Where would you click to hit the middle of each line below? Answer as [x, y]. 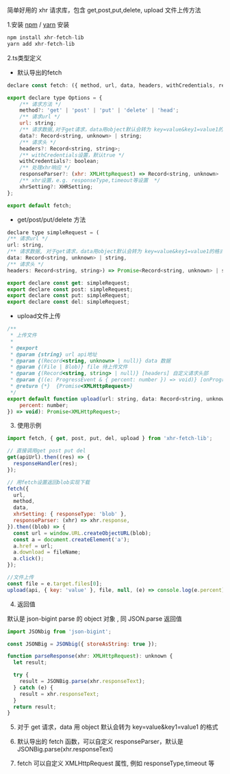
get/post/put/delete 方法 [51, 219]
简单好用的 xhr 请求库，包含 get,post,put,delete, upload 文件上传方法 [104, 10]
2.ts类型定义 [25, 57]
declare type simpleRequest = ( [53, 232]
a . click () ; [29, 559]
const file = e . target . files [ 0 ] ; [55, 584]
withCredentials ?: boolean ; [59, 162]
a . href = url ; [33, 546]
